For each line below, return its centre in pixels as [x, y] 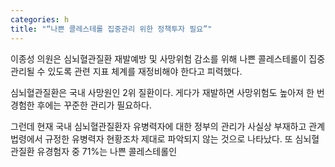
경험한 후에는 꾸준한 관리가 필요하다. [81, 105]
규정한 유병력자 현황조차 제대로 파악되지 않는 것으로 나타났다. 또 [168, 138]
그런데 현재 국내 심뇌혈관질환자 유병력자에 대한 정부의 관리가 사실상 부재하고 [158, 126]
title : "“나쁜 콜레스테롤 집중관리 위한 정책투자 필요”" [111, 29]
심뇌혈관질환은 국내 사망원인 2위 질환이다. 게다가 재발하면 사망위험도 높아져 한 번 [167, 92]
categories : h [40, 19]
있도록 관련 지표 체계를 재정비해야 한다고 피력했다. [145, 71]
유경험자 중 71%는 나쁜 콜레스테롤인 [107, 151]
